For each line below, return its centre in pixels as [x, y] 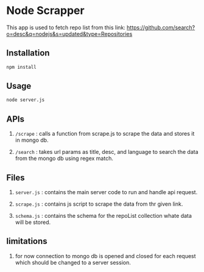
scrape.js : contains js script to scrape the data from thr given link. [99, 204]
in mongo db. [32, 140]
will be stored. [33, 222]
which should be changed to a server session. [73, 262]
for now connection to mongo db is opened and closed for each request [105, 256]
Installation [28, 53]
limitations [27, 241]
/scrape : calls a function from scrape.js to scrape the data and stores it [105, 134]
